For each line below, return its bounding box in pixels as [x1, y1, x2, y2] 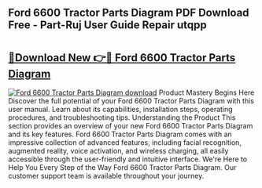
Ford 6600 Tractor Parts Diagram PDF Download [8, 6, 249, 20]
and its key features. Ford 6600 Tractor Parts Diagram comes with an [8, 129, 232, 139]
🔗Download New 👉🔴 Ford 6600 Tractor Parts [8, 51, 236, 64]
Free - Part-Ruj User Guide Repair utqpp [8, 19, 207, 32]
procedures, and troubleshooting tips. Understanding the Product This [8, 113, 236, 122]
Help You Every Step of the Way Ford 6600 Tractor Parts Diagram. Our [8, 163, 237, 172]
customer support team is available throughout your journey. [8, 172, 205, 180]
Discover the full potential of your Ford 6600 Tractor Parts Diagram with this [8, 96, 254, 105]
